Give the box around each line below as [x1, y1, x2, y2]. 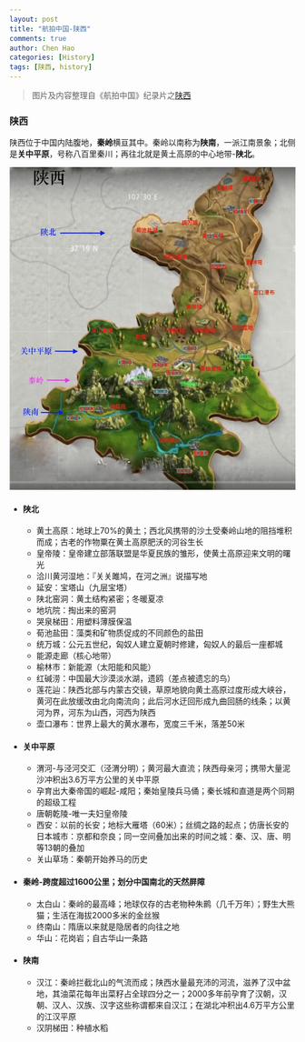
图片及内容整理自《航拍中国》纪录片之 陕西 [31, 90, 192, 100]
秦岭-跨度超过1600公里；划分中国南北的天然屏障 [22, 877, 206, 887]
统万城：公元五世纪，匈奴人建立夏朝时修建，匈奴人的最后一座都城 [35, 639, 283, 650]
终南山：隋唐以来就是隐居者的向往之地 [35, 921, 180, 932]
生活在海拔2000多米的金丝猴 [52, 909, 161, 920]
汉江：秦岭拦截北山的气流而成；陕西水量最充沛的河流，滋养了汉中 [35, 977, 283, 987]
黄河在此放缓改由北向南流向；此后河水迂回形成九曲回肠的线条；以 [35, 696, 283, 706]
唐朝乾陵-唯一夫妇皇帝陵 [35, 808, 129, 819]
